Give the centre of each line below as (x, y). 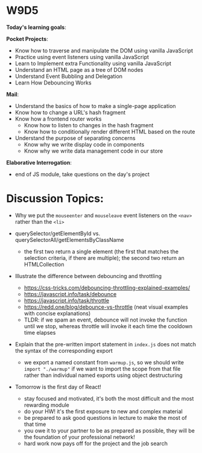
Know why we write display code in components (84, 144)
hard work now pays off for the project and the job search (96, 443)
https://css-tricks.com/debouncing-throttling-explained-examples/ (107, 288)
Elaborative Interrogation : (39, 162)
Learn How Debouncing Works (53, 83)
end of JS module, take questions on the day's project (82, 174)
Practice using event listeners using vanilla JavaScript (82, 57)
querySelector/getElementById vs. (58, 233)
